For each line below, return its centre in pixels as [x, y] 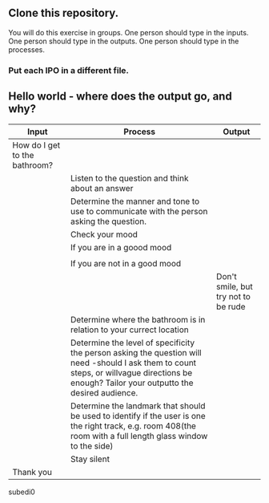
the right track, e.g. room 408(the [133, 426]
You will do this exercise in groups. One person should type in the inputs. [128, 32]
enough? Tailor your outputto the [132, 383]
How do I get [36, 145]
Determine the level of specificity [132, 343]
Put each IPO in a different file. [69, 70]
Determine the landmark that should [138, 406]
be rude [231, 306]
